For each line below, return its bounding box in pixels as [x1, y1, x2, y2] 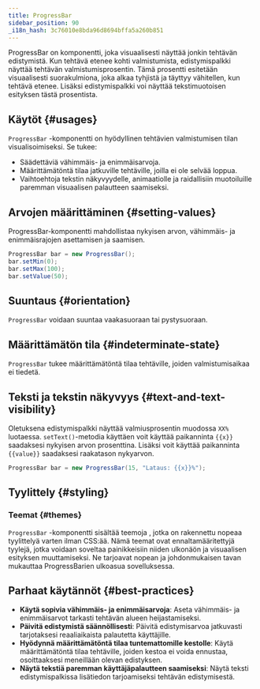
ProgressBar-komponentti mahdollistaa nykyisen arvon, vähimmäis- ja [8, 227, 236, 235]
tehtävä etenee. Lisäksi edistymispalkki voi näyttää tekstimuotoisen [8, 81, 226, 91]
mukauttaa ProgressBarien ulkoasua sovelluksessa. [8, 561, 175, 570]
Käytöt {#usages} [8, 112, 98, 126]
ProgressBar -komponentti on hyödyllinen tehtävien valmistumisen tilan [8, 134, 239, 143]
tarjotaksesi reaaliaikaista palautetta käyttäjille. [19, 630, 171, 640]
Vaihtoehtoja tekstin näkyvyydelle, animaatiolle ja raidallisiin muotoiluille [19, 175, 252, 184]
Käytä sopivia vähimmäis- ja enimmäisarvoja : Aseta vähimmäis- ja [19, 605, 240, 615]
